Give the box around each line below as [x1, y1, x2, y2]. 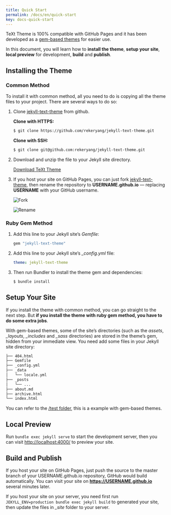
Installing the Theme [6, 66, 73, 75]
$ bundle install [13, 279, 50, 284]
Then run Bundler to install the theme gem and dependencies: [13, 269, 143, 275]
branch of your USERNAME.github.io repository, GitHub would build [6, 472, 147, 479]
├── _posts [6, 377, 29, 382]
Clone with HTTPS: [13, 118, 54, 125]
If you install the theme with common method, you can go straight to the [6, 307, 157, 313]
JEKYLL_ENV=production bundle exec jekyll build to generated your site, [6, 499, 159, 505]
